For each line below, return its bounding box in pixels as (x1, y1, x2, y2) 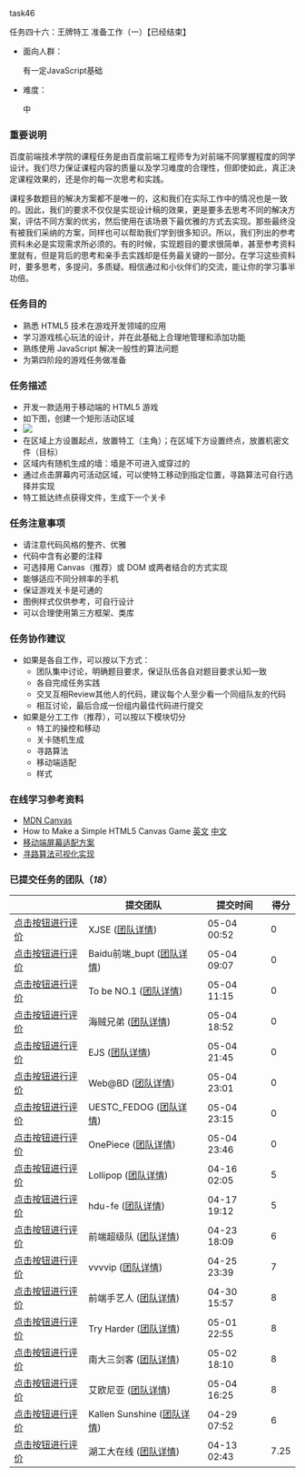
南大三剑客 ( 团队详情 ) (87, 1353, 180, 1366)
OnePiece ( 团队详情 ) (87, 1139, 176, 1151)
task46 (9, 8, 35, 18)
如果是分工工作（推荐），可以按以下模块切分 (22, 711, 186, 722)
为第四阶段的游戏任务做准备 (22, 354, 127, 365)
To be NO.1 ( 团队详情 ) (87, 985, 183, 998)
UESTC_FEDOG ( (87, 1100, 161, 1113)
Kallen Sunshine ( (87, 1408, 163, 1421)
